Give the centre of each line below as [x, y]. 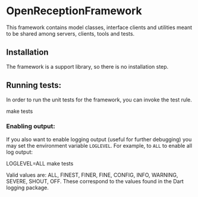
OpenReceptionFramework [74, 11]
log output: [20, 152]
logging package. [28, 188]
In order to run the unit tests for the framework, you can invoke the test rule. [99, 100]
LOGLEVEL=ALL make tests [40, 163]
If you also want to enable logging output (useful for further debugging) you [99, 139]
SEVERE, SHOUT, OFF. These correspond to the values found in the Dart [95, 181]
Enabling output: [31, 126]
